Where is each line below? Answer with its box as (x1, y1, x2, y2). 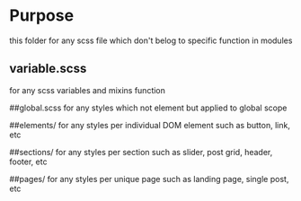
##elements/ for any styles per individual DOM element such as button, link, (9, 119, 290, 130)
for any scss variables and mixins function (9, 84, 166, 95)
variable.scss (9, 61, 87, 76)
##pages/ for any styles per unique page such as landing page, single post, (9, 173, 289, 184)
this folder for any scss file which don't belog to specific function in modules (9, 35, 293, 46)
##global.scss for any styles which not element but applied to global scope (9, 102, 288, 113)
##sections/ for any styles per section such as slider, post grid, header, (9, 146, 273, 157)
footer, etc (9, 156, 48, 167)
